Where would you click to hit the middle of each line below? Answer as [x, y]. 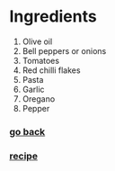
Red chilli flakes [51, 70]
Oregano [39, 99]
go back [27, 131]
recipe [24, 156]
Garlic [33, 89]
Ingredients [53, 17]
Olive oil [37, 41]
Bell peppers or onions [64, 50]
